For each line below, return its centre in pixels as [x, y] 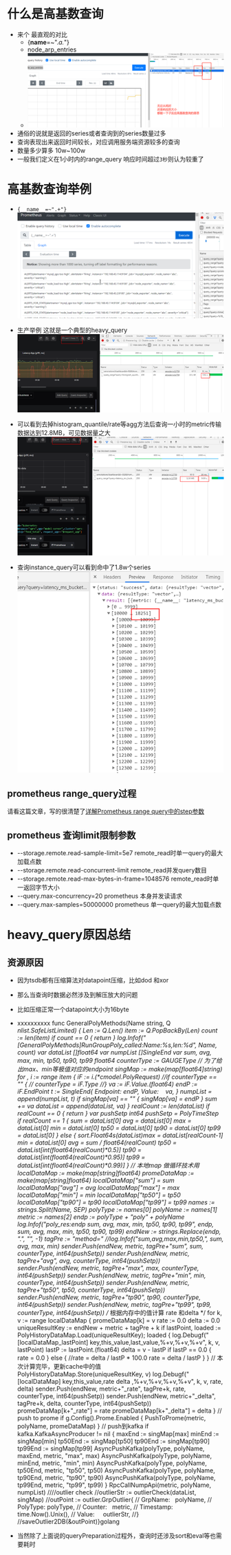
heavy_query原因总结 [69, 935]
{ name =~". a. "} [48, 42]
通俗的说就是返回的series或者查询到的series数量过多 [91, 133]
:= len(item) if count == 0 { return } [66, 1038]
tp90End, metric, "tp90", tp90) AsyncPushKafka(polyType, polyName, [116, 1478]
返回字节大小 [41, 887]
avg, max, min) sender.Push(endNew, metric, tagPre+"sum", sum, [110, 1246]
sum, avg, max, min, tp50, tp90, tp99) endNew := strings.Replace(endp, [119, 1232]
